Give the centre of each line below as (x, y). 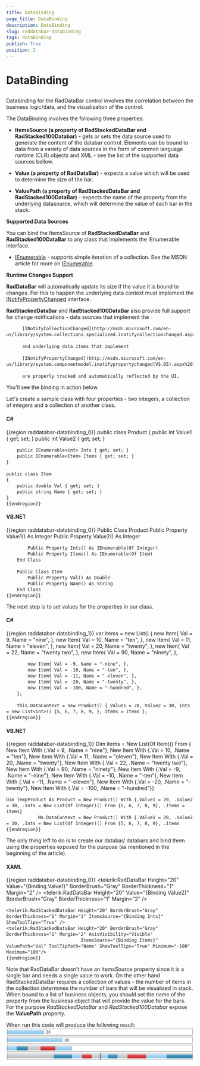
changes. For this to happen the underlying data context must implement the (100, 293)
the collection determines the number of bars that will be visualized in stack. (100, 988)
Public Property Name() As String (70, 584)
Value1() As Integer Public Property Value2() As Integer (74, 536)
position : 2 (21, 51)
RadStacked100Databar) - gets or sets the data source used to (93, 136)
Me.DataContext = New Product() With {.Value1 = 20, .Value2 (115, 818)
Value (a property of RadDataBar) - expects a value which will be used (102, 173)
